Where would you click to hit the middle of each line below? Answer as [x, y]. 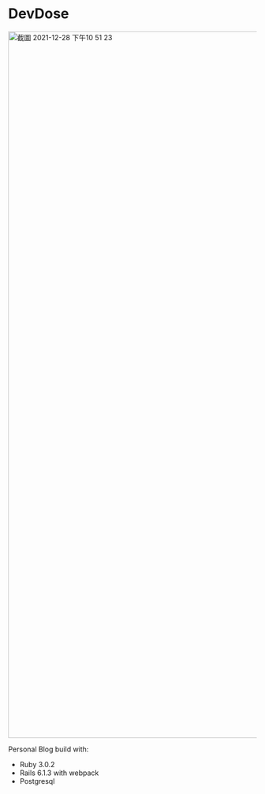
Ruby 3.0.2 [37, 764]
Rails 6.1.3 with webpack [59, 773]
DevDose [39, 14]
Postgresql [37, 781]
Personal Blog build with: [49, 749]
